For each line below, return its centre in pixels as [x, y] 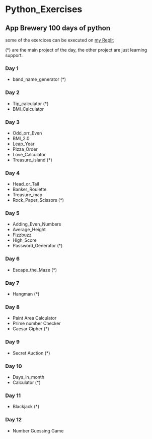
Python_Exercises [44, 9]
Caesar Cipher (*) [31, 329]
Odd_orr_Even [27, 133]
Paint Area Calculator [34, 318]
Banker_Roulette [29, 189]
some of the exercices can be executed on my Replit [60, 40]
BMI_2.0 [21, 138]
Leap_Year [23, 144]
